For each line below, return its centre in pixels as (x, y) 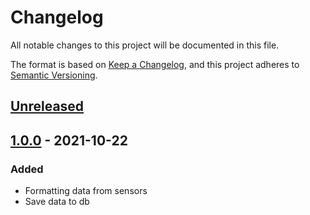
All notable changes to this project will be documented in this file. (145, 45)
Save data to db (57, 202)
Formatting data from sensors (86, 191)
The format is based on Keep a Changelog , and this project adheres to (155, 64)
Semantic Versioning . (54, 75)
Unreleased (47, 106)
